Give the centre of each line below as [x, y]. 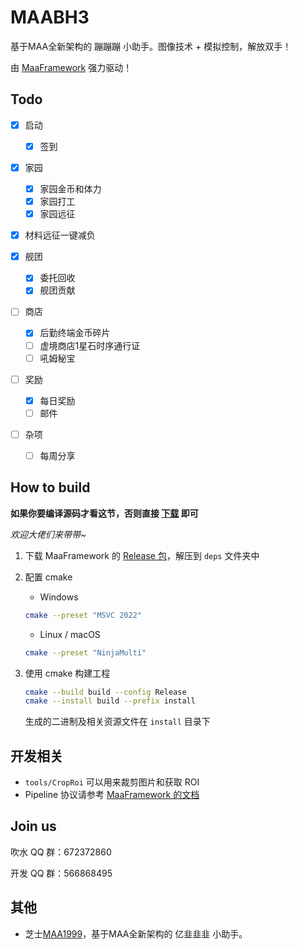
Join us [33, 826]
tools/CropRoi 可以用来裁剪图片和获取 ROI [112, 782]
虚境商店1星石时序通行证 [90, 345]
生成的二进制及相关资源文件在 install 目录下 [117, 722]
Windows [59, 597]
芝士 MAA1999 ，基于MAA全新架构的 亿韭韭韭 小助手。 [136, 933]
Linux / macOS [70, 634]
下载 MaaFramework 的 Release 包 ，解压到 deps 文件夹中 [142, 555]
